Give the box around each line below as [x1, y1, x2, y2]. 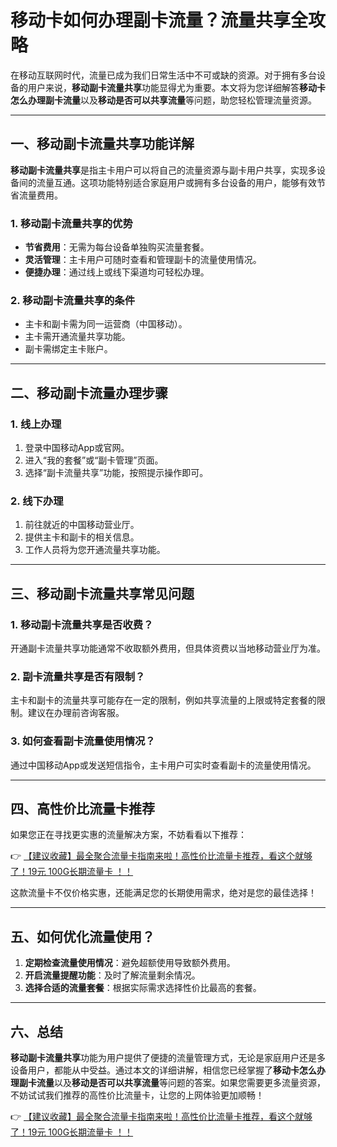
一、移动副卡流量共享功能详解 [10, 136, 195, 153]
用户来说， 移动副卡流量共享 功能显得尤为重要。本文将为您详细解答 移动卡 [27, 81, 326, 93]
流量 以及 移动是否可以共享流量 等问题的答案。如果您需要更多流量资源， [36, 1077, 326, 1089]
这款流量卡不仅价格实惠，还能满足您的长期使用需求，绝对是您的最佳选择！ [10, 887, 317, 899]
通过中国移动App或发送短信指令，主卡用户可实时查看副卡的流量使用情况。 [10, 759, 317, 771]
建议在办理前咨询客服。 [27, 707, 125, 719]
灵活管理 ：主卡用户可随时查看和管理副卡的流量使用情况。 [24, 254, 262, 266]
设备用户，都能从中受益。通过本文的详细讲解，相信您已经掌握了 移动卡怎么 [10, 1064, 317, 1076]
